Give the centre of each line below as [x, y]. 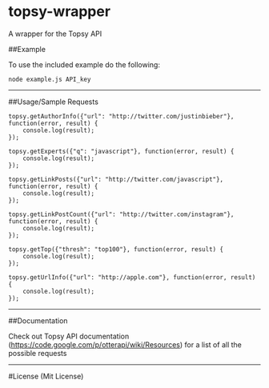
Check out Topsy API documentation [69, 336]
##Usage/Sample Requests [53, 102]
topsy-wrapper [59, 12]
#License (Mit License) [46, 376]
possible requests [38, 353]
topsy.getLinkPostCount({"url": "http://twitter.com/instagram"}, [121, 214]
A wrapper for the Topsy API [55, 34]
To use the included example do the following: [84, 64]
